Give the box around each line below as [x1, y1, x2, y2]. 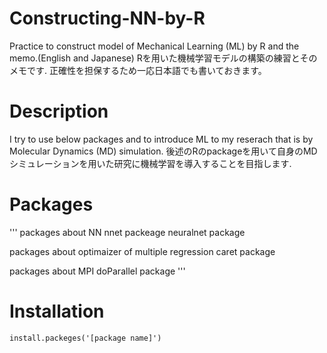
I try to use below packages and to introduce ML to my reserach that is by [9, 133, 314, 145]
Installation [9, 300, 105, 322]
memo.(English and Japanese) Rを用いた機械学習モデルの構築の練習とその [9, 52, 318, 64]
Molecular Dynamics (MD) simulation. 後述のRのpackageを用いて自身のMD [9, 145, 318, 157]
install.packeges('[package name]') [9, 333, 162, 343]
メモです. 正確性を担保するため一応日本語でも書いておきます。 [9, 64, 267, 76]
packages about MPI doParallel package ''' [9, 265, 186, 277]
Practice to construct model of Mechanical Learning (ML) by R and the [9, 40, 300, 52]
